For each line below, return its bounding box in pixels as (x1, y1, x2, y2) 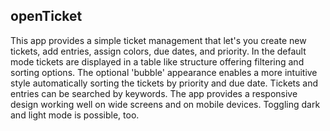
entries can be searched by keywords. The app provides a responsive (10, 87, 298, 99)
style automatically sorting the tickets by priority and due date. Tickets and (10, 77, 319, 89)
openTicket (10, 8, 83, 25)
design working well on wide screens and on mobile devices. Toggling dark (10, 98, 321, 110)
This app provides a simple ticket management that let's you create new (10, 34, 307, 46)
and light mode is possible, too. (10, 109, 140, 121)
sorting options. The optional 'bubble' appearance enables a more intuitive (10, 66, 318, 78)
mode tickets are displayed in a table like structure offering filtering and (10, 55, 305, 68)
